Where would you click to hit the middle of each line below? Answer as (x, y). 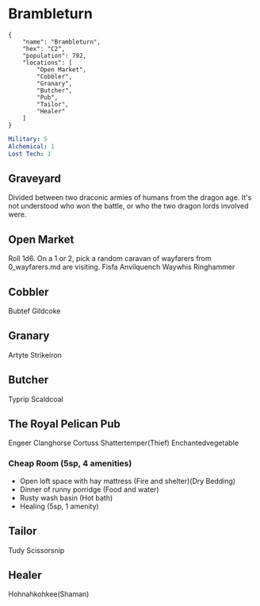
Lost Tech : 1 (30, 154)
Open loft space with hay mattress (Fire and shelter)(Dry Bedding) (128, 481)
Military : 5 (28, 139)
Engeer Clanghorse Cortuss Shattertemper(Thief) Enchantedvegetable (124, 443)
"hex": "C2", (44, 48)
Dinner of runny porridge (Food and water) (89, 489)
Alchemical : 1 (32, 146)
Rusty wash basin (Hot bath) (66, 497)
